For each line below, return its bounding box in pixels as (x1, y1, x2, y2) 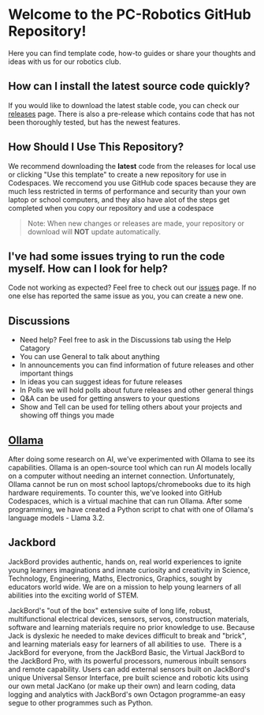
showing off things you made (19, 410, 114, 420)
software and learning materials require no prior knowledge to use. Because (8, 622, 255, 632)
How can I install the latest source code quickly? (8, 80, 251, 93)
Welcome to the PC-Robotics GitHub (8, 6, 251, 24)
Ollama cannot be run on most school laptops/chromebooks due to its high (8, 480, 251, 489)
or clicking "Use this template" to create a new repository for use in (8, 170, 227, 179)
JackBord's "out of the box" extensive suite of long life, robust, (8, 605, 213, 615)
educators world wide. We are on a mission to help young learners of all (8, 582, 242, 591)
